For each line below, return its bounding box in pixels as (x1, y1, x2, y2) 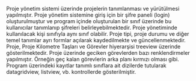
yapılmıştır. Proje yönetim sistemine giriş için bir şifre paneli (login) (6, 11, 170, 18)
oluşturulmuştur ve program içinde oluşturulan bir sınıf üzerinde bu (6, 18, 172, 24)
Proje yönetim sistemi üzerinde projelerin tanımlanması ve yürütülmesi (6, 5, 180, 12)
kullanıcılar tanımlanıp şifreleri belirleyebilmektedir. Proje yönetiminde (6, 24, 177, 31)
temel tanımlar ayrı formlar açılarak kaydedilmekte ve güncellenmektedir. (6, 37, 186, 43)
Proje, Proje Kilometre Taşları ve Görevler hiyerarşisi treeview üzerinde (6, 43, 181, 50)
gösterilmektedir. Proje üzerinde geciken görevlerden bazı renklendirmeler (6, 49, 191, 56)
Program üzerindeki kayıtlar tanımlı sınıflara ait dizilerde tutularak (6, 62, 167, 69)
